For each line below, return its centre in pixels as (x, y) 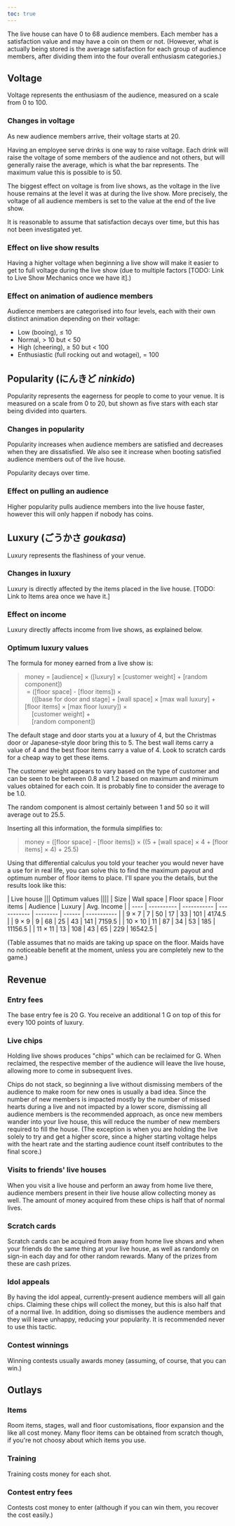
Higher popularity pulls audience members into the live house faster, (106, 506)
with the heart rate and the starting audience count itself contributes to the (115, 1144)
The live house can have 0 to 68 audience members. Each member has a (113, 34)
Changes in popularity (46, 429)
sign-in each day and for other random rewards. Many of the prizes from (112, 1256)
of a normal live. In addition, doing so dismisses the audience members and (116, 1312)
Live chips (25, 1041)
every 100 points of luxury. (46, 1023)
